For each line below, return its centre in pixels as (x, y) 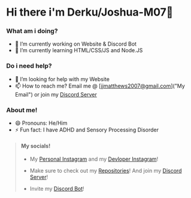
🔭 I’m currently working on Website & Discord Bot (75, 44)
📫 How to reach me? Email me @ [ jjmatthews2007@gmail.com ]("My (100, 86)
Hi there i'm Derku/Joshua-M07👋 (90, 12)
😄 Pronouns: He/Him (41, 123)
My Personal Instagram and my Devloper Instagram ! (94, 159)
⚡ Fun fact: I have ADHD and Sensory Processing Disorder (87, 130)
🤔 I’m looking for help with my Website (62, 79)
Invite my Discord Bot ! (57, 189)
